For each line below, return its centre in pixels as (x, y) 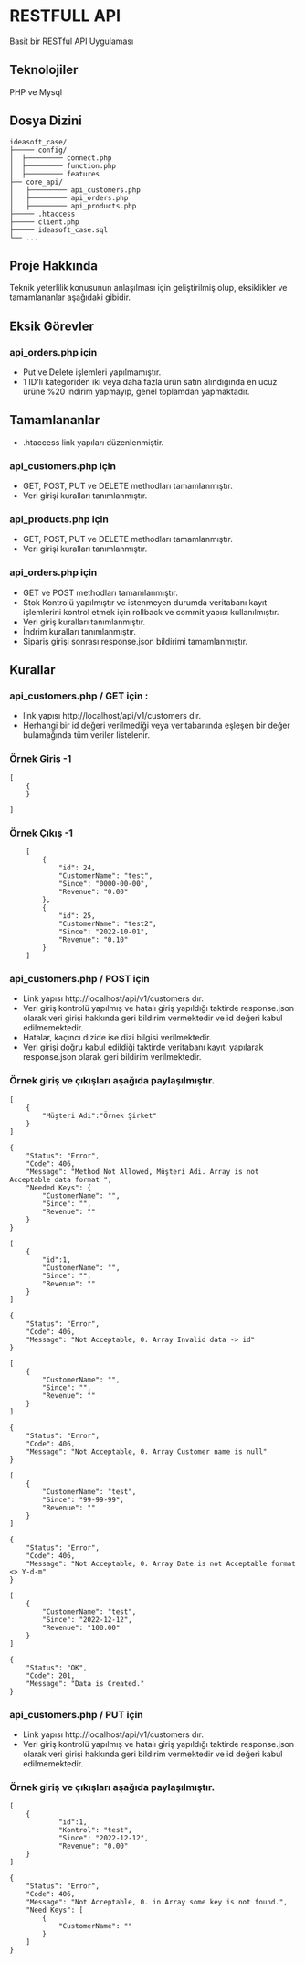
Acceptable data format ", (61, 1179)
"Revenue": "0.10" (93, 940)
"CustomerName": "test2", (107, 924)
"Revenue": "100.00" (81, 1627)
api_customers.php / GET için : (79, 696)
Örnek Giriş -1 (41, 759)
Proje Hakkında (54, 266)
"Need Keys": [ (55, 1910)
